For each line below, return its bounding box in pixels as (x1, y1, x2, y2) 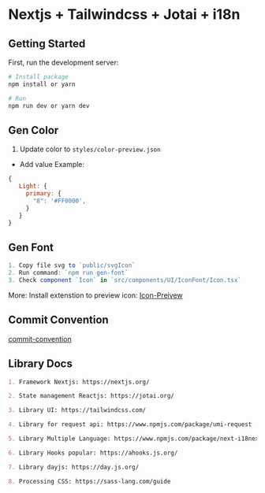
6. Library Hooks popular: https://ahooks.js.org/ (8, 449, 178, 457)
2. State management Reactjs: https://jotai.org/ (8, 392, 175, 400)
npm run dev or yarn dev (8, 102, 90, 109)
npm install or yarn (8, 80, 77, 88)
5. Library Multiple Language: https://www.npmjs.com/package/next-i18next (8, 435, 263, 443)
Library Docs (8, 357, 73, 371)
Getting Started (8, 37, 86, 50)
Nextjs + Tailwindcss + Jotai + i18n (8, 6, 241, 24)
